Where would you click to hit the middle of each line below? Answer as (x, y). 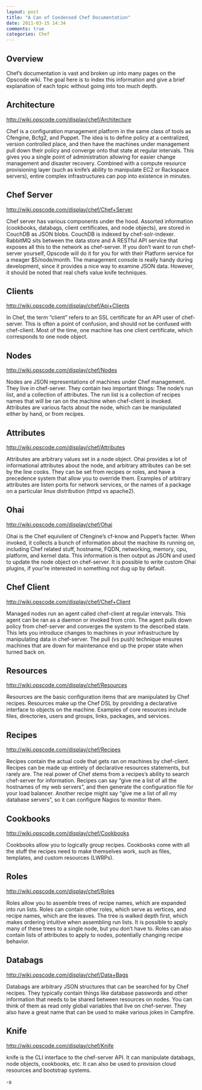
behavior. (18, 941)
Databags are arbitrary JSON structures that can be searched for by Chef (97, 986)
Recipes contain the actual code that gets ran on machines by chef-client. (98, 761)
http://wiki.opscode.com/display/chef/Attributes (66, 447)
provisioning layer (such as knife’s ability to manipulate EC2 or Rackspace (98, 169)
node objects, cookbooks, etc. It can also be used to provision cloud (91, 1063)
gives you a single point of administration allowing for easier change (91, 157)
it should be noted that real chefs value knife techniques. (77, 272)
